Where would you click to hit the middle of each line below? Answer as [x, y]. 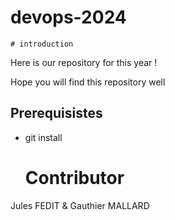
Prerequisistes [56, 113]
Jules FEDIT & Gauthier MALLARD [80, 205]
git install [43, 137]
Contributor [74, 177]
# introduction [42, 44]
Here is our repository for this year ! [84, 62]
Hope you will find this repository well [88, 82]
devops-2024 [68, 17]
